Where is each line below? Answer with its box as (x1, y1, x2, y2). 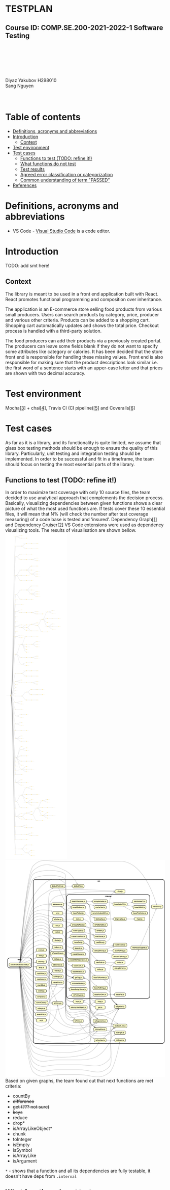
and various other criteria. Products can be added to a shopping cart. (5, 317, 150, 323)
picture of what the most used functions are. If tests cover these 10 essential (5, 505, 165, 512)
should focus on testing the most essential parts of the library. (5, 461, 135, 467)
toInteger (12, 1137, 32, 1143)
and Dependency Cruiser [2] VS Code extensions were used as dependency (5, 522, 164, 528)
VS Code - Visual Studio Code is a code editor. (12, 228, 111, 234)
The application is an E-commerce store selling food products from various (5, 306, 162, 312)
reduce (12, 1115, 28, 1121)
